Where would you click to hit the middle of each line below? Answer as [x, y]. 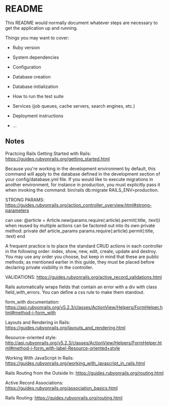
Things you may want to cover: [37, 38]
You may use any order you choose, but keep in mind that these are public [82, 257]
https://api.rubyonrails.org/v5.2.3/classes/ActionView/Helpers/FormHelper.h [84, 307]
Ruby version [26, 47]
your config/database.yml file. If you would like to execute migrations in [79, 179]
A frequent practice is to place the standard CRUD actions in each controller [84, 246]
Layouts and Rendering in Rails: [38, 322]
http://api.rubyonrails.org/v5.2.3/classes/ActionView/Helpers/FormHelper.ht [83, 343]
